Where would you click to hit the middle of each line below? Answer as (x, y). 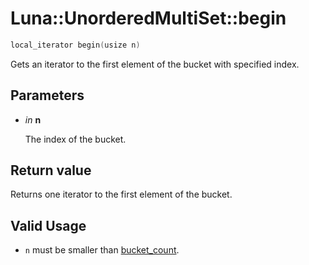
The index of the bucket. (75, 139)
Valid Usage (48, 225)
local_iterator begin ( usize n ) (75, 45)
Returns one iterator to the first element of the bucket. (121, 194)
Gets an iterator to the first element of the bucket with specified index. (155, 64)
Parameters (47, 95)
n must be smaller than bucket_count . (102, 250)
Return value (51, 170)
